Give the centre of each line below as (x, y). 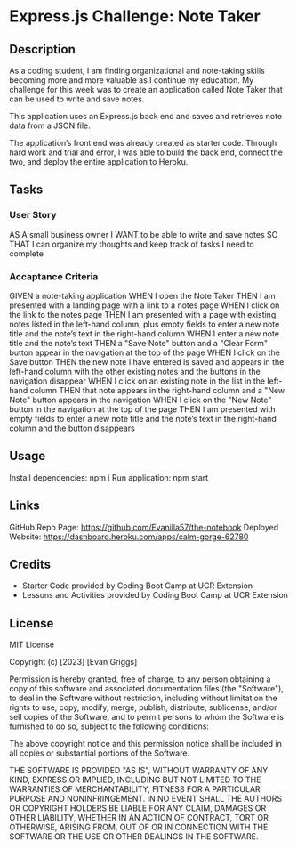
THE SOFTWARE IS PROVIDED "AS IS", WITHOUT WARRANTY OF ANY (139, 771)
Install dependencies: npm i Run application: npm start (109, 477)
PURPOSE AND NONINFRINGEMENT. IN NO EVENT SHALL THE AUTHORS (146, 799)
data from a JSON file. (50, 125)
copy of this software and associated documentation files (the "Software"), (147, 689)
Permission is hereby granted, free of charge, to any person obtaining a (140, 679)
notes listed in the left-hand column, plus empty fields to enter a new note (144, 324)
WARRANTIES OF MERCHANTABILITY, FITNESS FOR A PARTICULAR (135, 789)
